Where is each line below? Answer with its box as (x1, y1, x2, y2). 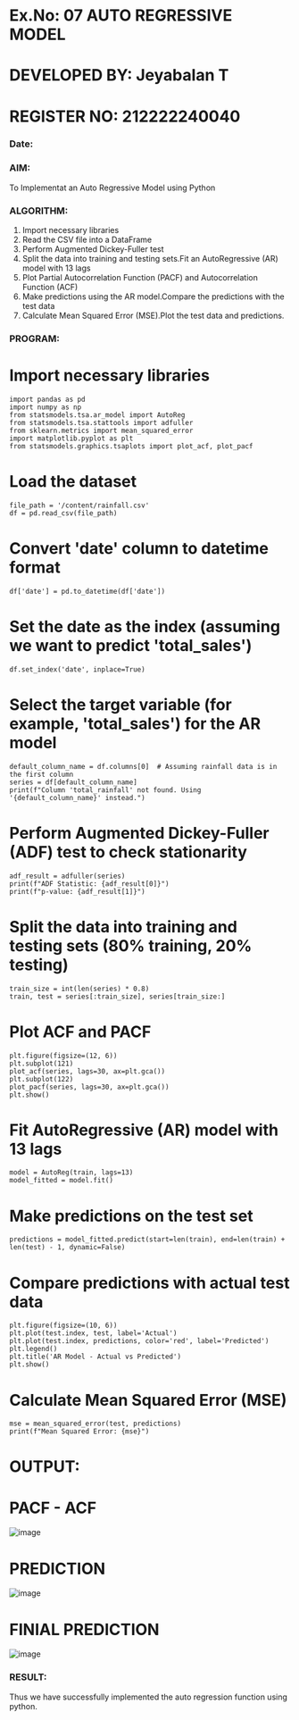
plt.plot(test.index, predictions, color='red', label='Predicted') (9, 1337, 270, 1346)
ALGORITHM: (9, 205, 69, 217)
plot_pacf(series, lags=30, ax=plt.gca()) (9, 1082, 170, 1091)
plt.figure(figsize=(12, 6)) (9, 1051, 118, 1060)
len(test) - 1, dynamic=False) (9, 1243, 126, 1252)
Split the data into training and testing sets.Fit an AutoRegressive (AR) (21, 254, 278, 264)
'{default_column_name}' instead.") (9, 793, 145, 802)
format (9, 557, 61, 578)
